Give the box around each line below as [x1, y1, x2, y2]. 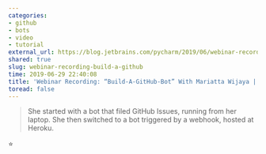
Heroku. [27, 123, 54, 133]
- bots [8, 26, 30, 34]
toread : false [8, 85, 55, 93]
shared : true [8, 56, 51, 64]
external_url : [8, 48, 55, 56]
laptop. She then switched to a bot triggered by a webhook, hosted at [27, 115, 254, 125]
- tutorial [8, 41, 44, 49]
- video [8, 33, 34, 42]
